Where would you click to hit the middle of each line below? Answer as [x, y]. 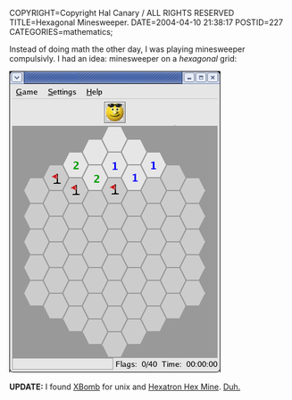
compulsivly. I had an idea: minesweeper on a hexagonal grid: [123, 58]
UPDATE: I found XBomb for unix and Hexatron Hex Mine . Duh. [125, 387]
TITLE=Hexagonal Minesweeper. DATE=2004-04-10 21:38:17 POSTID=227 [146, 22]
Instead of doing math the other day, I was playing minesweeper [127, 49]
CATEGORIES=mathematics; [61, 32]
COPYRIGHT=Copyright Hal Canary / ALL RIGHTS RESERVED [122, 13]
